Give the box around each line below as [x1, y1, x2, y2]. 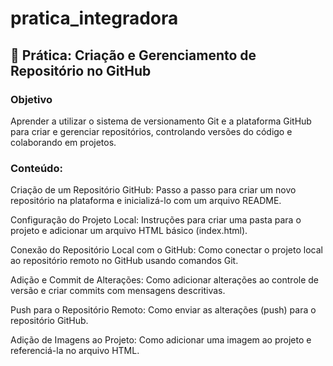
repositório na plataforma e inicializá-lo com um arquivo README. [10, 195, 282, 207]
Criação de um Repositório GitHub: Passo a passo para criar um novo [10, 184, 297, 196]
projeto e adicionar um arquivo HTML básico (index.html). [10, 225, 248, 237]
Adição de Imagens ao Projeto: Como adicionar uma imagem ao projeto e [10, 334, 312, 346]
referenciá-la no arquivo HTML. [10, 345, 140, 357]
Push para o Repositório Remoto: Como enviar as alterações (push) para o [10, 304, 317, 316]
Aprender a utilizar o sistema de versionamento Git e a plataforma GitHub [10, 115, 312, 127]
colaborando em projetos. [10, 136, 117, 148]
